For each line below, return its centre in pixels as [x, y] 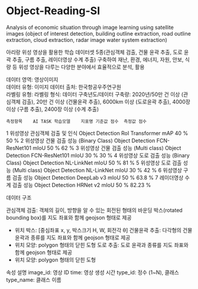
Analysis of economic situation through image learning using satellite [90, 27]
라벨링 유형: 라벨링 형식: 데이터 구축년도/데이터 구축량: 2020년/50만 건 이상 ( [95, 94]
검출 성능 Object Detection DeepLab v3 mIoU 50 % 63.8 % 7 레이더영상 [98, 177]
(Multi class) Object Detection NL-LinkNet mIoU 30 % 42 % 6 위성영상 [97, 170]
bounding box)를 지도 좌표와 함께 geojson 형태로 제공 [69, 217]
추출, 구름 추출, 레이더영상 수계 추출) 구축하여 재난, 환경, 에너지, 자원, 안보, [98, 59]
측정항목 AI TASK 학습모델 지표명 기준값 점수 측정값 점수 [77, 121]
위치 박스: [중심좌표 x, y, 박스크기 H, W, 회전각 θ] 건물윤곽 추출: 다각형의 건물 [103, 230]
